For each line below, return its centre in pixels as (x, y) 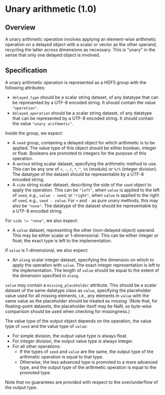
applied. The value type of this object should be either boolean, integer (84, 148)
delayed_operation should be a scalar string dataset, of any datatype (82, 113)
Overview (20, 27)
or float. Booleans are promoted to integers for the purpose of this (79, 153)
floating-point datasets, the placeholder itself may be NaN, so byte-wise (78, 306)
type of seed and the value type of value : (46, 326)
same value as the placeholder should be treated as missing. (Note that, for (82, 301)
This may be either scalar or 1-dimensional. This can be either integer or (85, 235)
